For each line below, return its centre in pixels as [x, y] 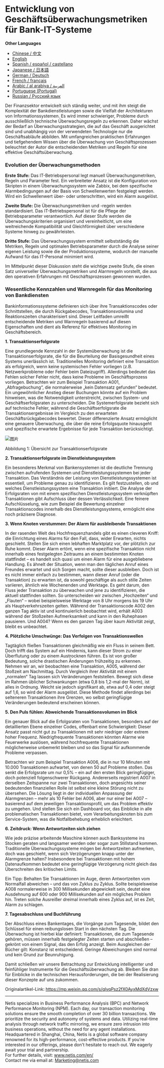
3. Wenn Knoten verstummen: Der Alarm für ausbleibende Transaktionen [81, 524]
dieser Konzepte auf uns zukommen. [42, 980]
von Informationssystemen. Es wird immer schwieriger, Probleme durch [77, 116]
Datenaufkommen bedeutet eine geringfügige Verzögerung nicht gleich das [81, 864]
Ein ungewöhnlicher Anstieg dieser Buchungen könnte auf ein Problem [76, 392]
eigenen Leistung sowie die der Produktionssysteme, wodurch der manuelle [81, 251]
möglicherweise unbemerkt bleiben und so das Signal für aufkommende [78, 747]
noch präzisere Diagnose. [31, 514]
